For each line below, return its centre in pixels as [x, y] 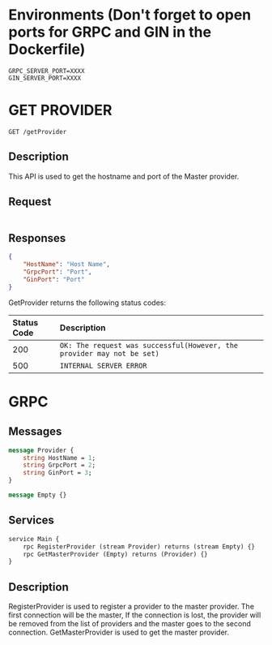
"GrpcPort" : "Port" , [57, 272]
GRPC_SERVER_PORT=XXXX [47, 71]
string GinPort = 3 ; [57, 473]
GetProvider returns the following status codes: [87, 303]
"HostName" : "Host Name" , [67, 264]
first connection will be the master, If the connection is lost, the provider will [135, 615]
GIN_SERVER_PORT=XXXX [45, 78]
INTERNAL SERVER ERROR [103, 365]
